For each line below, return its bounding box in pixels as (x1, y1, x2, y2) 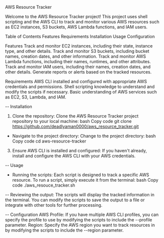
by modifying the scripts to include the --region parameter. (5, 227, 124, 233)
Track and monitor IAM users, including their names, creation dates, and (5, 64, 151, 70)
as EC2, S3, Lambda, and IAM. (5, 94, 67, 100)
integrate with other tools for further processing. (5, 202, 103, 208)
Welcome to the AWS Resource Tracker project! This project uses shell (5, 14, 148, 19)
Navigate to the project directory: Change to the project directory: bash (12, 133, 156, 139)
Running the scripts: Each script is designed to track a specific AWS (12, 172, 149, 178)
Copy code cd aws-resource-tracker (12, 138, 87, 144)
